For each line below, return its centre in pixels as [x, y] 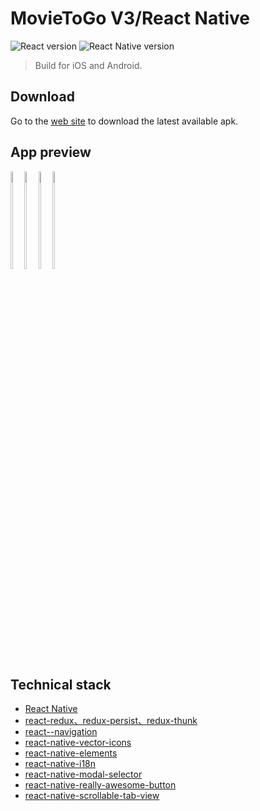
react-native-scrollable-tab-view [92, 796]
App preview [51, 152]
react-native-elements [71, 753]
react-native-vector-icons [78, 743]
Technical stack [61, 684]
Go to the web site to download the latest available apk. [124, 121]
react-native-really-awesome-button [100, 785]
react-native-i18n [60, 764]
